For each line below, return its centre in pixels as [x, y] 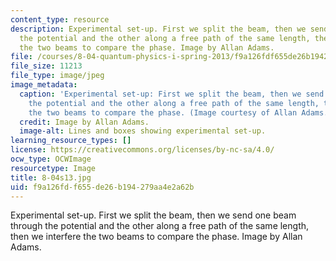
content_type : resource [60, 19]
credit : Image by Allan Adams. [84, 122]
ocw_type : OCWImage [51, 159]
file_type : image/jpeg [57, 76]
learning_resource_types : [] [71, 141]
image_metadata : [44, 85]
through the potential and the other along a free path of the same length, [160, 226]
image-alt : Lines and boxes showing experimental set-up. [143, 131]
